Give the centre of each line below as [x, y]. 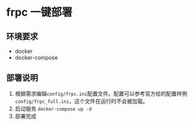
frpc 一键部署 [39, 12]
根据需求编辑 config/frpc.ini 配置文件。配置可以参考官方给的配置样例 [101, 93]
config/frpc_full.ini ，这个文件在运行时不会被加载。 [81, 101]
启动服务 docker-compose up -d [53, 108]
